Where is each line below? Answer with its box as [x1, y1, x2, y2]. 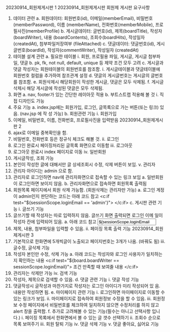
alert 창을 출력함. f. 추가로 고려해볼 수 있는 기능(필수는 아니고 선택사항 [13, 308, 151, 314]
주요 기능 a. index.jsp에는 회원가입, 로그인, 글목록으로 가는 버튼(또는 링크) [13, 104, 159, 110]
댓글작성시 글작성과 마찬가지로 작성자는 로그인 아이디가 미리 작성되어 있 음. [13, 283, 161, 289]
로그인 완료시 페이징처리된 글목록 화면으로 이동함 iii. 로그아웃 [13, 142, 133, 148]
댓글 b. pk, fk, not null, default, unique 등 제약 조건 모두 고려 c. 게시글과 [20, 60, 164, 66]
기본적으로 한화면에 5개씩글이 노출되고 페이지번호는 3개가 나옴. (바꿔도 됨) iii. [13, 238, 165, 244]
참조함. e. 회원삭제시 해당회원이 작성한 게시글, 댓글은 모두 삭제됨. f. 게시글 [18, 79, 164, 85]
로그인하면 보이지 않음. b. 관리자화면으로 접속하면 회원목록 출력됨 [18, 180, 147, 187]
